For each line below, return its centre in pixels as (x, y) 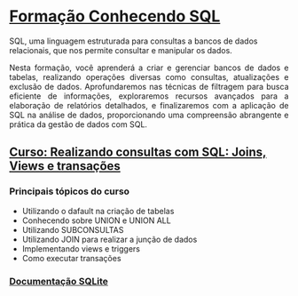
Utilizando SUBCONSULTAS (73, 229)
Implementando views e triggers (81, 248)
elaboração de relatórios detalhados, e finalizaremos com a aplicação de (149, 105)
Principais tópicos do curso (70, 191)
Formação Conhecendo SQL (115, 16)
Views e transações (65, 166)
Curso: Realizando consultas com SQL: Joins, (138, 152)
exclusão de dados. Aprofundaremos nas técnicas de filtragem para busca (149, 86)
